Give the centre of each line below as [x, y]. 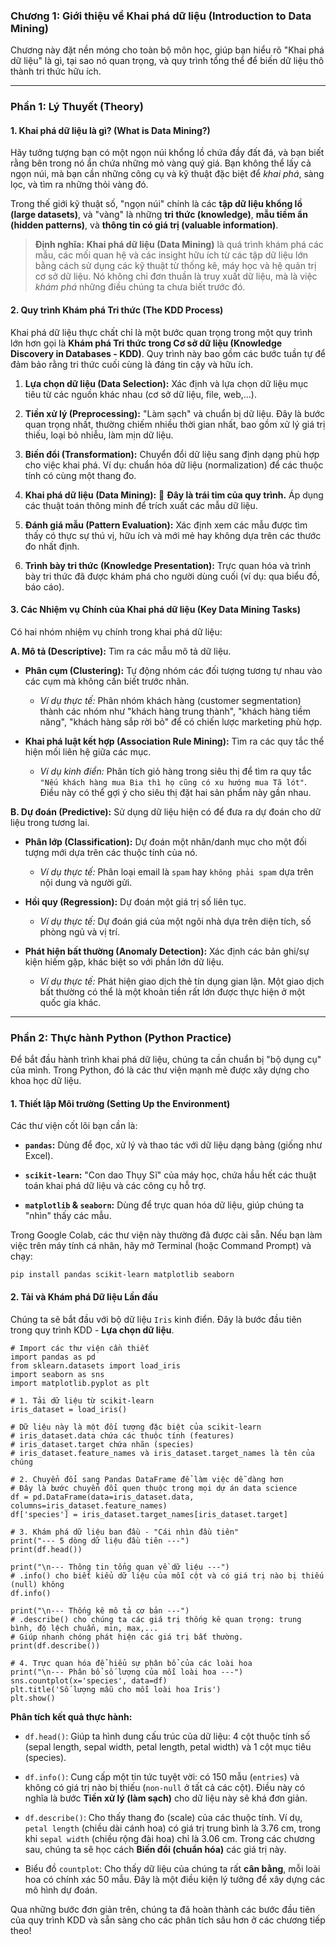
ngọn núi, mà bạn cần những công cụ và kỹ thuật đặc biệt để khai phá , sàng [167, 174]
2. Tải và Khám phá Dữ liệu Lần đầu [84, 1296]
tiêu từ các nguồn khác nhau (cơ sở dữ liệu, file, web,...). [140, 394]
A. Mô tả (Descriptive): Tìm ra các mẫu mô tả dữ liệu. [121, 651]
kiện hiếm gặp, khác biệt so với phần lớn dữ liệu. [124, 961]
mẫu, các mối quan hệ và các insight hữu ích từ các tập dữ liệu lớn [171, 255]
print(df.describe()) [55, 1645]
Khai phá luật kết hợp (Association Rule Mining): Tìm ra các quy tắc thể [174, 741]
